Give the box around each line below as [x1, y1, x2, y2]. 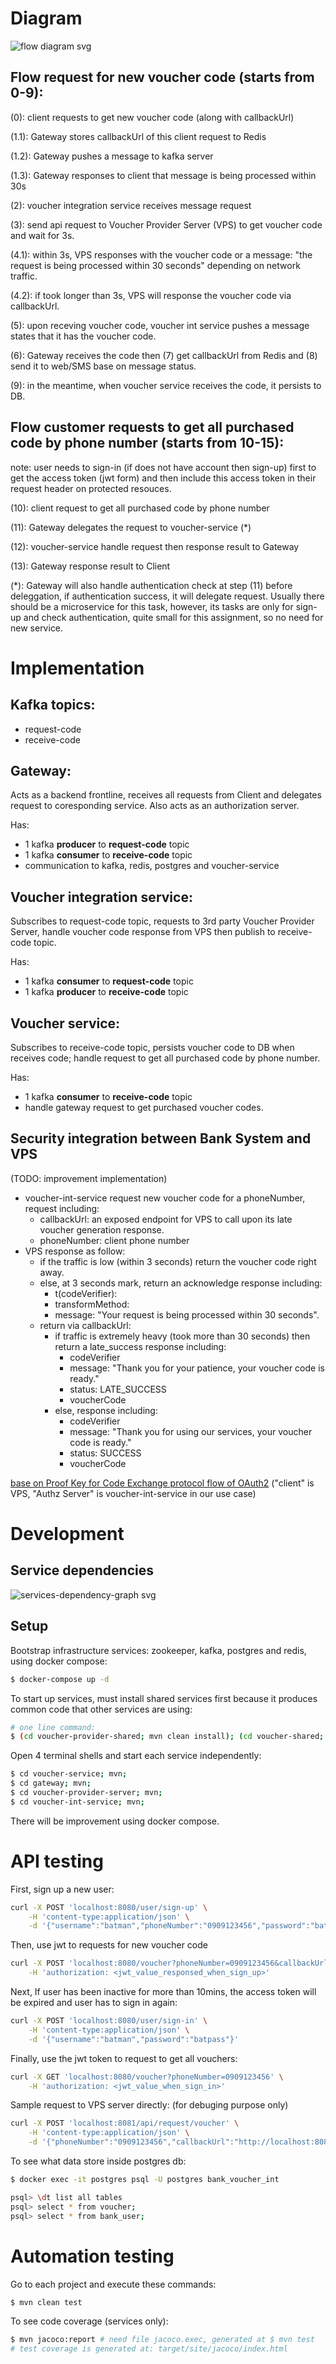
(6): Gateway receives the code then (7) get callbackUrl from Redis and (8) [10, 349, 318, 361]
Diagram [10, 7, 83, 30]
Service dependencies [10, 1562, 154, 1579]
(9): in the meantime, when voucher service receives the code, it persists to [10, 379, 322, 391]
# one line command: [10, 1722, 97, 1732]
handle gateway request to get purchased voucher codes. [24, 1102, 264, 1113]
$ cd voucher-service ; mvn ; [10, 1769, 128, 1779]
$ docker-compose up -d [10, 1674, 110, 1684]
